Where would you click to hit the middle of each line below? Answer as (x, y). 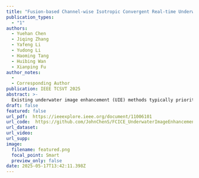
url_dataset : (22, 128)
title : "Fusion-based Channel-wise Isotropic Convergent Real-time (91, 12)
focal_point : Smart (36, 155)
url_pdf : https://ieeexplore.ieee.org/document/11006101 (79, 116)
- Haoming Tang (30, 56)
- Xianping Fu (29, 67)
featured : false (26, 111)
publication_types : (30, 17)
